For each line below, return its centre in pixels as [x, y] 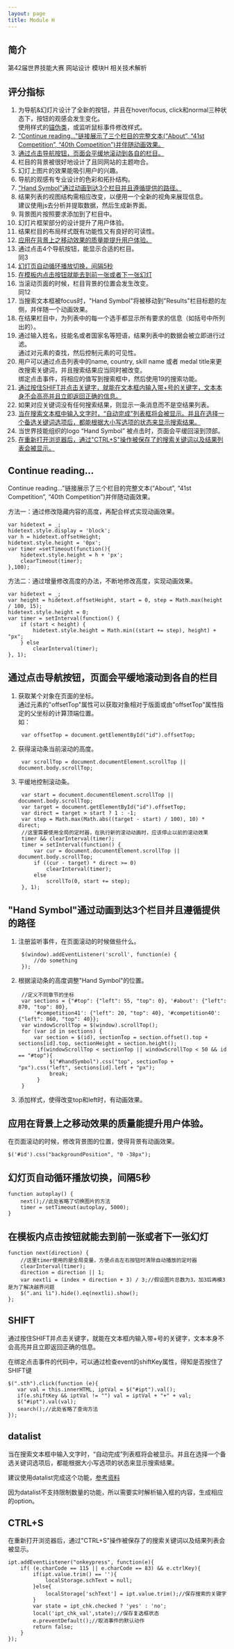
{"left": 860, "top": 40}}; [58, 1019]
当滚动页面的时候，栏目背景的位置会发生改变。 [85, 284]
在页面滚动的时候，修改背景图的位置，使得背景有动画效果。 [93, 1142]
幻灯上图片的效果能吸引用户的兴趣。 [70, 171]
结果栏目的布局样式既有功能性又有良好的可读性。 [88, 231]
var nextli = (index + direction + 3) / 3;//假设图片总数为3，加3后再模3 [123, 1280]
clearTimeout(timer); [51, 561]
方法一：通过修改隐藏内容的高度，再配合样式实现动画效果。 [93, 511]
